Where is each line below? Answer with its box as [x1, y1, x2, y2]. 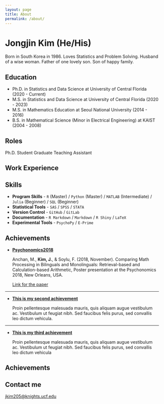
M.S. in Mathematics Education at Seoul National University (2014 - [12, 107, 147, 113]
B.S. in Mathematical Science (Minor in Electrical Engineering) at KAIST [12, 117, 155, 123]
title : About [5, 12, 32, 17]
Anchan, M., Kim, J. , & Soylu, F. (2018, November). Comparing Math [12, 256, 149, 262]
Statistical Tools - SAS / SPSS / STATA [12, 204, 84, 210]
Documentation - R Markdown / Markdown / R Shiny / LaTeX [12, 214, 126, 221]
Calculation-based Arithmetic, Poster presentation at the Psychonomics [12, 267, 156, 273]
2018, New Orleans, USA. [12, 272, 63, 278]
